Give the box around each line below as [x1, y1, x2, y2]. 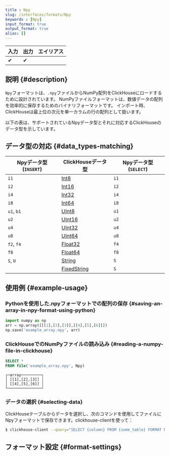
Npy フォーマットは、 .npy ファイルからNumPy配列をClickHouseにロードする [5, 90, 162, 96]
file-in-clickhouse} [5, 347, 53, 354]
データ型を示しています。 [5, 126, 58, 132]
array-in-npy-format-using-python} [5, 307, 96, 314]
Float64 [61, 248, 80, 256]
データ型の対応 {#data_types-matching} [5, 142, 134, 151]
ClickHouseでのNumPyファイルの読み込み [5, 340, 110, 347]
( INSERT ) [22, 165, 42, 173]
